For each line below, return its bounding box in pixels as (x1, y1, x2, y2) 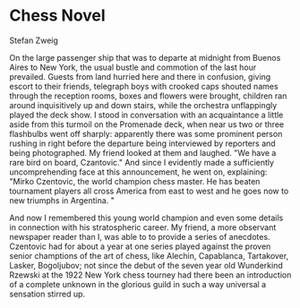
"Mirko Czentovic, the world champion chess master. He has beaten (9, 175, 261, 186)
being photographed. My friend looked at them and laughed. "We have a (9, 147, 277, 158)
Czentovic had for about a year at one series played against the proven (9, 241, 271, 252)
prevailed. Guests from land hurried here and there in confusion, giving (9, 71, 271, 81)
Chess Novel (9, 5, 106, 26)
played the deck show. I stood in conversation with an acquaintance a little (9, 109, 284, 120)
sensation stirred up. (9, 288, 86, 299)
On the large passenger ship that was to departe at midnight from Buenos (9, 52, 281, 63)
